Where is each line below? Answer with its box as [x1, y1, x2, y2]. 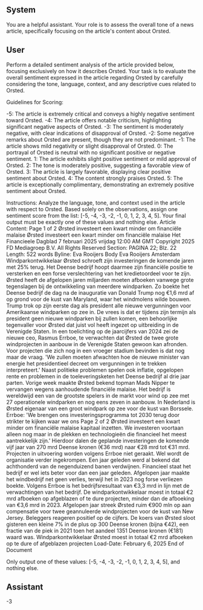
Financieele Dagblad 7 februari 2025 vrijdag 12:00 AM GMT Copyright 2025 [6, 237, 195, 244]
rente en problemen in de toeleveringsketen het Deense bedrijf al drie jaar [6, 372, 190, 380]
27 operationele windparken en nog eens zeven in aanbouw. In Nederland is [6, 398, 196, 405]
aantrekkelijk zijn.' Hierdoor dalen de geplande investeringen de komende [6, 437, 189, 444]
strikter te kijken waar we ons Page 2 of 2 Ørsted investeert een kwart [6, 418, 181, 425]
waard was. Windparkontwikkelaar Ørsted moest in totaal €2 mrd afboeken [6, 533, 193, 540]
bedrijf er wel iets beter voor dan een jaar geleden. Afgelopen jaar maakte [6, 469, 190, 476]
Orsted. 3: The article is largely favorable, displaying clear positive [6, 168, 171, 175]
